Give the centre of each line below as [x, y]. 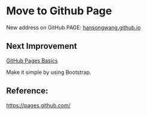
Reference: [27, 91]
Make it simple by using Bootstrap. [49, 72]
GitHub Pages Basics [32, 60]
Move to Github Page [59, 11]
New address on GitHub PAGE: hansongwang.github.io [73, 27]
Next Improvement [42, 46]
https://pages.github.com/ [38, 105]
